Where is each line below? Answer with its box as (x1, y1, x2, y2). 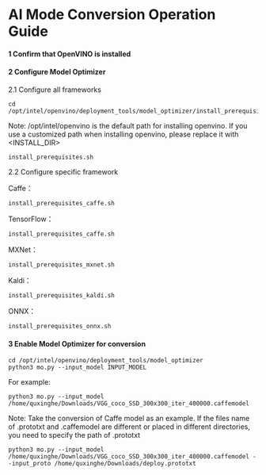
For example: (8, 377, 51, 387)
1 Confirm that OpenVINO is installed (8, 49, 131, 59)
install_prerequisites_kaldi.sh (8, 291, 115, 299)
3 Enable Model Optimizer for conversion (8, 339, 146, 348)
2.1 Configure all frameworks (8, 85, 101, 94)
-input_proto (8, 460, 51, 468)
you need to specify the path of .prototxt (8, 431, 141, 440)
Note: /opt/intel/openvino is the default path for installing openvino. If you (8, 121, 248, 130)
